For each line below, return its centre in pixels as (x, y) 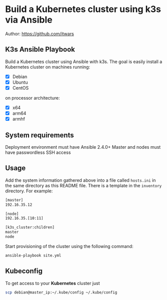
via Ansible (29, 20)
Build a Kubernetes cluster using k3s (83, 9)
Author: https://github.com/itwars (39, 34)
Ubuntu (20, 82)
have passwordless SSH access (38, 152)
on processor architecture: (32, 98)
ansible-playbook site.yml (33, 255)
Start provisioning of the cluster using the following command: (69, 246)
